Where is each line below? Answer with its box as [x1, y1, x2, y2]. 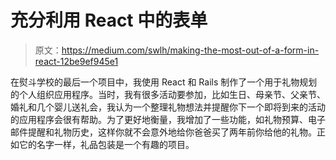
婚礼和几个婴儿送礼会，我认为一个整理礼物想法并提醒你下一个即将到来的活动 [10, 101, 326, 113]
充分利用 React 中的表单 [10, 9, 208, 32]
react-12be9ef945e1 [34, 55, 119, 67]
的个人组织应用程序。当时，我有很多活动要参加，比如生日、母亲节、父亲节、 [10, 88, 326, 100]
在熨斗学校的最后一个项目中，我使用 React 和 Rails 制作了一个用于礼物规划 [10, 76, 318, 88]
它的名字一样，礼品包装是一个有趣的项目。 [18, 138, 195, 150]
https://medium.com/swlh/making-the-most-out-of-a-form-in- [61, 44, 320, 56]
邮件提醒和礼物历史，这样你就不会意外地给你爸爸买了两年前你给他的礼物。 [10, 126, 317, 138]
